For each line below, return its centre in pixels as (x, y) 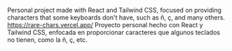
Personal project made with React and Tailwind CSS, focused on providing (115, 10)
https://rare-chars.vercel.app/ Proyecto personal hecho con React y (105, 25)
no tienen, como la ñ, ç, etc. (47, 40)
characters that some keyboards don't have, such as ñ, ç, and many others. (116, 17)
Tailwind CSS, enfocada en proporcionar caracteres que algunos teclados (114, 32)
